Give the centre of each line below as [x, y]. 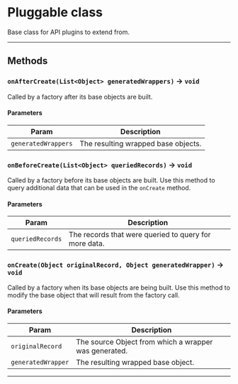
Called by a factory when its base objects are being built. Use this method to [119, 287]
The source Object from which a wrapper [144, 341]
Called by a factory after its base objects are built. [80, 97]
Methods [28, 61]
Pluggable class [55, 12]
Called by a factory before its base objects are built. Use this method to [111, 180]
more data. [86, 243]
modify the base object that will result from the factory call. [93, 295]
